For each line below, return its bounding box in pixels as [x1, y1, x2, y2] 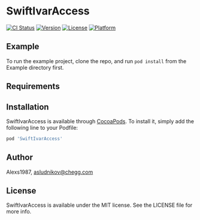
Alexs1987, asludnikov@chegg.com [6, 168, 93, 176]
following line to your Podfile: [6, 124, 78, 131]
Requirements [6, 81, 60, 91]
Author [6, 152, 33, 163]
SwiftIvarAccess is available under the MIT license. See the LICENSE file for [6, 201, 193, 209]
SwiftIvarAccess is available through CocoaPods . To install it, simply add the [6, 117, 195, 124]
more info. [6, 208, 32, 215]
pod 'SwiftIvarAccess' [6, 135, 63, 142]
